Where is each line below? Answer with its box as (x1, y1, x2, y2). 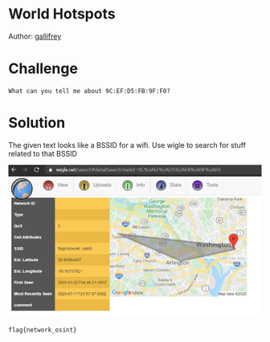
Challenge (8, 59, 79, 78)
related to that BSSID (8, 149, 78, 158)
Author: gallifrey (8, 31, 62, 41)
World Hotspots (8, 5, 116, 23)
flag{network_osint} (8, 326, 78, 334)
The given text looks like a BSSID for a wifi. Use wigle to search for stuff (8, 140, 247, 149)
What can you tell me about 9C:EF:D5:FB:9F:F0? (8, 87, 171, 95)
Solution (8, 114, 66, 132)
